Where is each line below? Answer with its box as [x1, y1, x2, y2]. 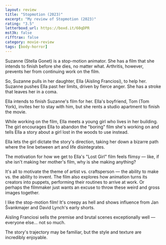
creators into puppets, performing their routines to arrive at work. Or [5, 179, 145, 185]
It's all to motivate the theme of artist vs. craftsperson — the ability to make [5, 168, 159, 174]
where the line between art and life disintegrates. [5, 144, 105, 150]
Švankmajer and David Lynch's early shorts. [5, 204, 95, 210]
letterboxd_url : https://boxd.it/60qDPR [5, 26, 90, 31]
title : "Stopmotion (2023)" [5, 12, 63, 17]
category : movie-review [5, 40, 55, 45]
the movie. [5, 109, 27, 115]
